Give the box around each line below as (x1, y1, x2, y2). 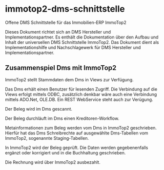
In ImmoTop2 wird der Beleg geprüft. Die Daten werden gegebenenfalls (5, 145, 148, 151)
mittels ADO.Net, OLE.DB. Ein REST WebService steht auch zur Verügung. (5, 96, 153, 102)
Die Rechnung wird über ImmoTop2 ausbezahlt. (5, 159, 101, 165)
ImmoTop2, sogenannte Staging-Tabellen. (5, 135, 89, 141)
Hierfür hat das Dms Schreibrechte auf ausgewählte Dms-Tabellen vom (5, 130, 148, 136)
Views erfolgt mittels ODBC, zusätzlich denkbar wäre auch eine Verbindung (5, 91, 157, 97)
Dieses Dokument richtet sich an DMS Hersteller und (5, 29, 111, 35)
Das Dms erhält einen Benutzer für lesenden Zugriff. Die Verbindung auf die (5, 86, 158, 92)
